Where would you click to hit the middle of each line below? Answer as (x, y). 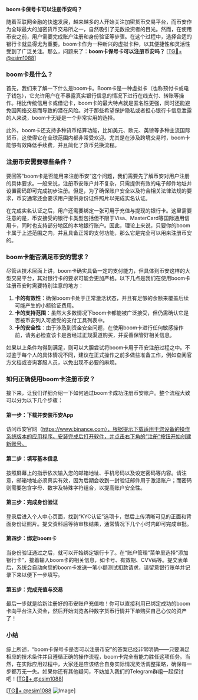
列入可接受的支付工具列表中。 (71, 320)
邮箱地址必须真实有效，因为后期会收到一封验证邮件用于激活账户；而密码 (104, 480)
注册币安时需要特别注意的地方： (45, 285)
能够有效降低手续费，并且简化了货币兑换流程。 (63, 145)
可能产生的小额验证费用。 (46, 305)
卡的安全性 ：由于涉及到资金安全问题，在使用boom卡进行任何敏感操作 (99, 328)
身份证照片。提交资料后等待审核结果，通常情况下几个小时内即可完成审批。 (101, 524)
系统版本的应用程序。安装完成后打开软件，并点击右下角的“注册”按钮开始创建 (99, 437)
